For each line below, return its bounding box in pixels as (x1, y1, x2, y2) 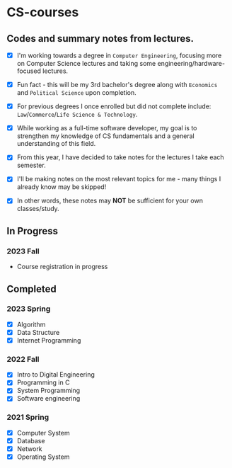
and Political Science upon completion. (16, 89, 137, 97)
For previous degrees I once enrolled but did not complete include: (16, 102, 211, 110)
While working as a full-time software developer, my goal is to (16, 124, 197, 132)
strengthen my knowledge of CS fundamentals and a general (16, 132, 195, 140)
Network (16, 444, 43, 453)
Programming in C (16, 378, 70, 387)
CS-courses (6, 4, 79, 21)
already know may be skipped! (16, 183, 107, 191)
